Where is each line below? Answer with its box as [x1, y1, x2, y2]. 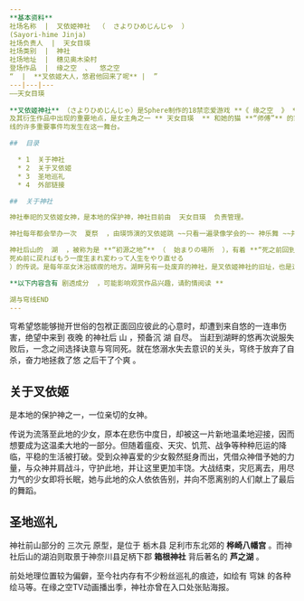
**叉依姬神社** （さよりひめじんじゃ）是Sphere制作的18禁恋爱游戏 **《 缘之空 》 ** [9, 106, 300, 115]
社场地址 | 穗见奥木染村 [9, 55, 98, 64]
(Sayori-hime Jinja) [9, 30, 88, 39]
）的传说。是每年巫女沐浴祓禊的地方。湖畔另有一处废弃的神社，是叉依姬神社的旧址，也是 [9, 262, 292, 271]
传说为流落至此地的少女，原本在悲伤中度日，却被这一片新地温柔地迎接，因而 [9, 428, 295, 439]
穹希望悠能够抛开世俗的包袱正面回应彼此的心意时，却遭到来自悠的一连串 [9, 321, 279, 332]
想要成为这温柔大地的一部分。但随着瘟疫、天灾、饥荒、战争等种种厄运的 [9, 440, 279, 451]
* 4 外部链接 [17, 180, 65, 190]
